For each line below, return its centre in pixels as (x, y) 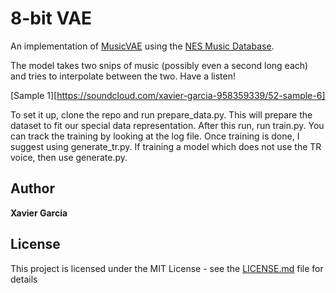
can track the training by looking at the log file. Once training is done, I (155, 136)
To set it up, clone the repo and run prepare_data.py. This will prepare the (161, 114)
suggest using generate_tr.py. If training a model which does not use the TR (166, 146)
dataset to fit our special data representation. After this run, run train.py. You (167, 125)
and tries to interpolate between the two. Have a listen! (123, 76)
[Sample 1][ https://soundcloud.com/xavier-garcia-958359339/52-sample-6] (168, 95)
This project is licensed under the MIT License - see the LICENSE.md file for (167, 268)
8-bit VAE (51, 18)
